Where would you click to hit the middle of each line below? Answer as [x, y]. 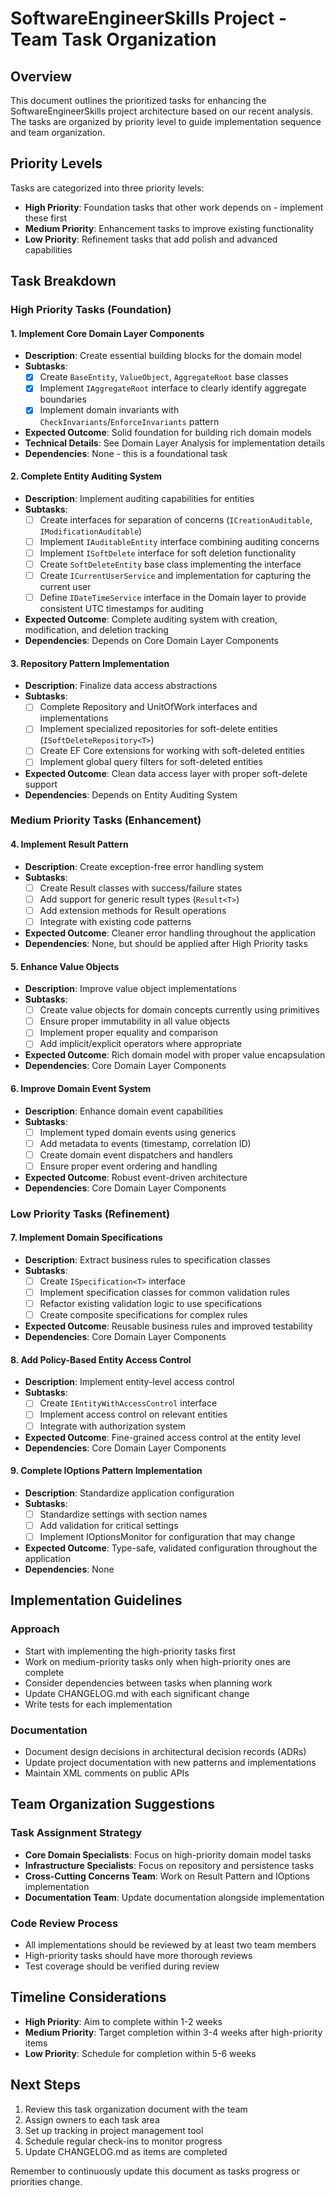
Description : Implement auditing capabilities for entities [139, 498]
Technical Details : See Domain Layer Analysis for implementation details [175, 443]
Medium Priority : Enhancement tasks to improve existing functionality [169, 228]
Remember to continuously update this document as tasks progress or [155, 2171]
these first [46, 218]
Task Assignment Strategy [76, 1833]
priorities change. [46, 2181]
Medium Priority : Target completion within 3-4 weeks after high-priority [173, 2032]
